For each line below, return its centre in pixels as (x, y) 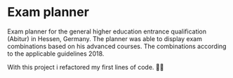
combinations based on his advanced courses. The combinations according (117, 46)
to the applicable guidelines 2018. (56, 54)
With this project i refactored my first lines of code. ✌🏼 (86, 67)
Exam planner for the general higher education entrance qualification (107, 31)
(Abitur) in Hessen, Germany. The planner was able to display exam (105, 38)
